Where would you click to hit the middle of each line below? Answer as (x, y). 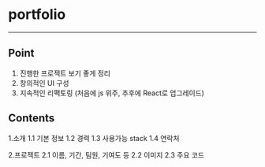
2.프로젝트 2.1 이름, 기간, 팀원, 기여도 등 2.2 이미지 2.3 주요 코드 (106, 154)
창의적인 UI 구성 (44, 83)
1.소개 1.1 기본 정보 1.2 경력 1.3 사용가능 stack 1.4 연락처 (94, 138)
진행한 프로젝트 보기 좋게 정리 (65, 73)
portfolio (37, 15)
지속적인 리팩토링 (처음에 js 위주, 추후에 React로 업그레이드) (112, 93)
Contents (32, 119)
